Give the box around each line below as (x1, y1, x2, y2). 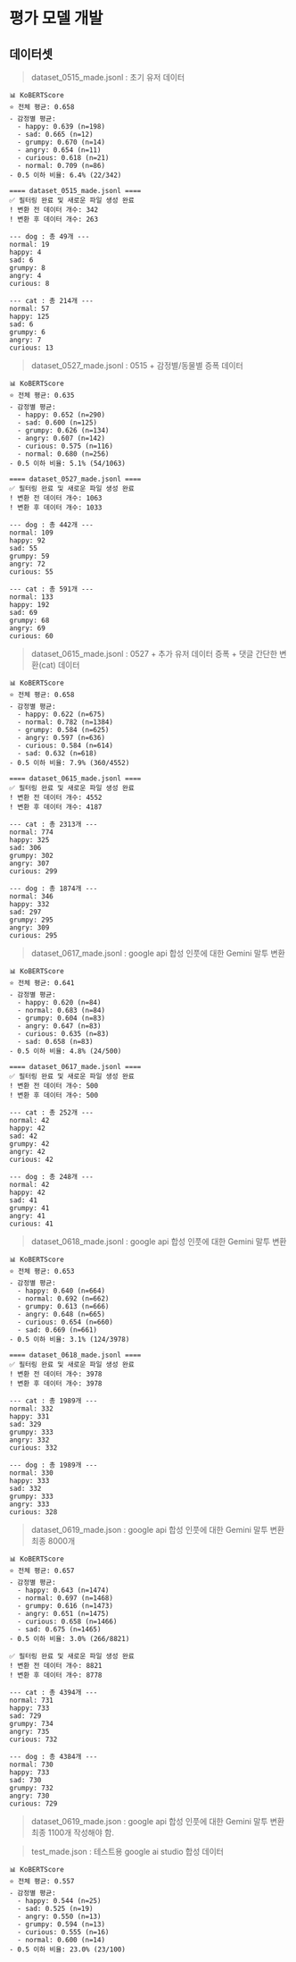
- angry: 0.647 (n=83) (17, 1022, 102, 1031)
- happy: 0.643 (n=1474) (17, 1586, 110, 1595)
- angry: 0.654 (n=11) (17, 146, 102, 155)
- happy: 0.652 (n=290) (17, 410, 105, 419)
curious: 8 (9, 279, 50, 288)
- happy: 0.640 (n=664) (17, 1286, 105, 1295)
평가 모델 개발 (9, 8, 103, 29)
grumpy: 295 (9, 915, 53, 924)
